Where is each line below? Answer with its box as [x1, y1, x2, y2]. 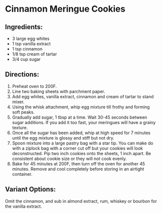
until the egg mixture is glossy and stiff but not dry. [12, 135, 114, 141]
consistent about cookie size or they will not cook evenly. [12, 156, 127, 161]
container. [12, 171, 33, 177]
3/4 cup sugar [12, 56, 41, 62]
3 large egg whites [12, 35, 50, 41]
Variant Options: [5, 185, 56, 194]
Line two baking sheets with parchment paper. [12, 89, 106, 94]
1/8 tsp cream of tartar [12, 51, 57, 57]
